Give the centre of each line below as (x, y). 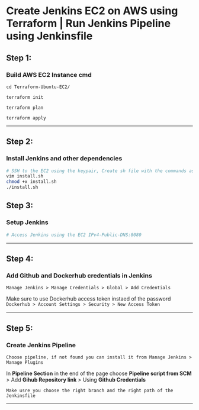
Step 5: (20, 328)
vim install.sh (25, 176)
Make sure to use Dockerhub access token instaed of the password (89, 299)
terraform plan (25, 108)
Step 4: (20, 259)
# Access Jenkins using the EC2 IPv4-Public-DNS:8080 (74, 235)
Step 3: (20, 206)
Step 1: (19, 58)
